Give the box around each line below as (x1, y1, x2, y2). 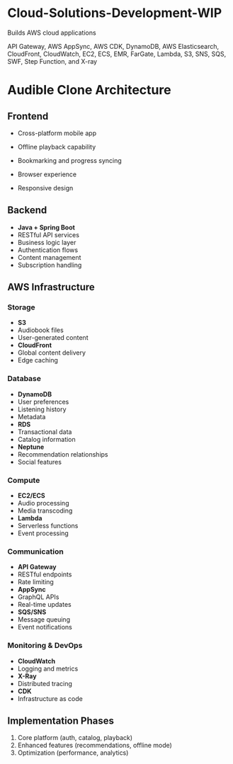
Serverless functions (17, 522, 79, 530)
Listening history (17, 405, 67, 414)
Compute (7, 475, 40, 485)
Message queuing (17, 615, 71, 624)
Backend (7, 204, 47, 217)
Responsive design (17, 183, 74, 192)
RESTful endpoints (17, 570, 72, 578)
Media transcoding (17, 506, 73, 515)
